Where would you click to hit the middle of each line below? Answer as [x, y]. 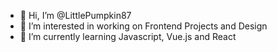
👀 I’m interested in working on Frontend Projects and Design [143, 26]
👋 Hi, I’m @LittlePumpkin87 [75, 15]
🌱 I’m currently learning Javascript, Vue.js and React [128, 36]
